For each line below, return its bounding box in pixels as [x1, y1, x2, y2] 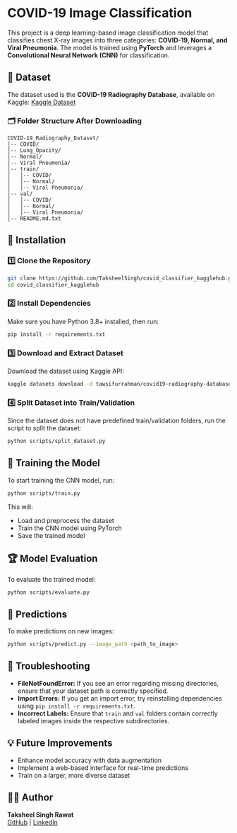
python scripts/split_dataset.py [7, 437, 106, 445]
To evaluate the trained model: [7, 575, 96, 583]
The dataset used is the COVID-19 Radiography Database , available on [7, 90, 215, 98]
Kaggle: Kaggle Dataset [7, 98, 76, 106]
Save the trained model [17, 531, 85, 539]
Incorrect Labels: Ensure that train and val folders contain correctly [17, 709, 219, 718]
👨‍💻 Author [7, 791, 54, 804]
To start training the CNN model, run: [7, 476, 115, 484]
